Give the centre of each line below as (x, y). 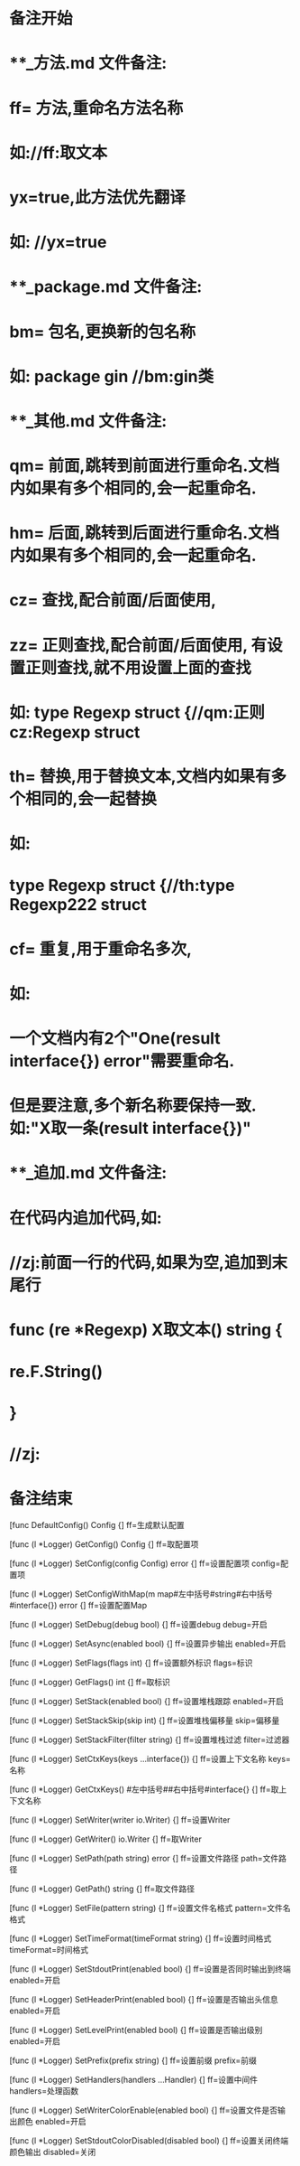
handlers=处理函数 (44, 2091)
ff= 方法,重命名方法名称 (96, 108)
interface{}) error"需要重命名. (122, 1060)
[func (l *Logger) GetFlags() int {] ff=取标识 (90, 1683)
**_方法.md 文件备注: (88, 63)
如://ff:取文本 (59, 152)
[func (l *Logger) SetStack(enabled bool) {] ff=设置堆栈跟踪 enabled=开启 (147, 1702)
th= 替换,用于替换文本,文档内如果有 (141, 776)
